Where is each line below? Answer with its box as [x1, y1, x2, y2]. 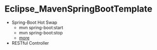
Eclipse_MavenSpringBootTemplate [4, 3, 153, 15]
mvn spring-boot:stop [19, 30, 63, 35]
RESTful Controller [11, 40, 49, 46]
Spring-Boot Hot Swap [11, 19, 58, 25]
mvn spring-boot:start [19, 24, 63, 30]
